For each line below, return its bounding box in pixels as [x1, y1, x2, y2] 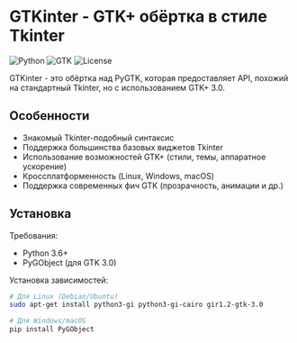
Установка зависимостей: [9, 275, 109, 285]
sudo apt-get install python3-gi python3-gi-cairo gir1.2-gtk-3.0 [9, 300, 264, 310]
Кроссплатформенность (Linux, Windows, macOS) [22, 170, 214, 181]
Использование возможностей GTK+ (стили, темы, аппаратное [22, 151, 266, 162]
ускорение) [22, 160, 67, 172]
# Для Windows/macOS [9, 317, 87, 326]
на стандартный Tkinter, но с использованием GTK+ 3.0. [9, 82, 225, 93]
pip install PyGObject [9, 325, 94, 334]
